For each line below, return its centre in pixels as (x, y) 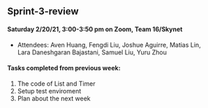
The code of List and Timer (56, 84)
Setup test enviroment (49, 91)
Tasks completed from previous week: (64, 68)
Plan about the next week (54, 98)
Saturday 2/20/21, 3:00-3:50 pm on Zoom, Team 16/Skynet (95, 29)
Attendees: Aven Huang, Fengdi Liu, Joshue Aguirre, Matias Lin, (109, 45)
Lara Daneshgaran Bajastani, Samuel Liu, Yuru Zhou (92, 52)
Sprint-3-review (43, 11)
